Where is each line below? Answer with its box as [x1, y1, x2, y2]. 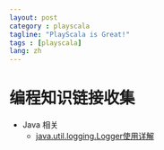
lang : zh [9, 47, 42, 56]
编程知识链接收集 [9, 88, 136, 109]
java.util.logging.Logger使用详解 [35, 131, 155, 142]
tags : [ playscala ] [9, 38, 82, 48]
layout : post [9, 13, 58, 22]
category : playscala [9, 22, 91, 31]
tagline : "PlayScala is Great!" [9, 30, 130, 39]
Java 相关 [22, 119, 59, 130]
